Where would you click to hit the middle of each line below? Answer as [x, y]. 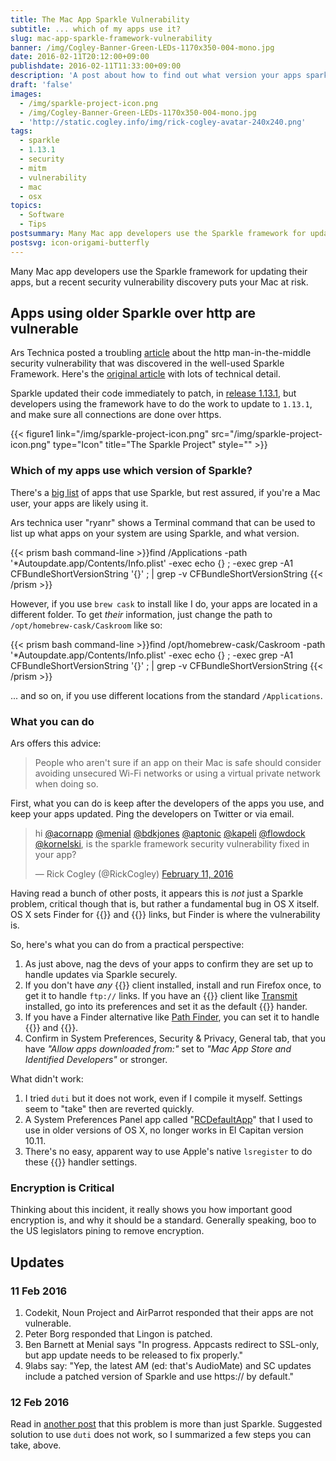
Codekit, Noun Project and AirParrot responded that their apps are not [169, 1313]
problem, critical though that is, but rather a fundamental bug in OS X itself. [165, 904]
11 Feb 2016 [39, 1291]
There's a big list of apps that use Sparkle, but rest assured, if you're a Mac [165, 492]
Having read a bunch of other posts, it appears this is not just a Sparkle [157, 893]
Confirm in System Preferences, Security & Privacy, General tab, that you [175, 1038]
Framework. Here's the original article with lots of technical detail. [146, 374]
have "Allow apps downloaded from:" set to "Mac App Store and [158, 1049]
